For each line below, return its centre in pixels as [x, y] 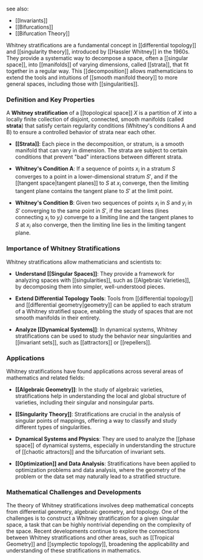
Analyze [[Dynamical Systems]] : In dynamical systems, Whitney [96, 329]
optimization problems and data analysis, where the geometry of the [100, 470]
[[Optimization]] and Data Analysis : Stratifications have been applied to [105, 463]
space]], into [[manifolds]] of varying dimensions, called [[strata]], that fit [98, 64]
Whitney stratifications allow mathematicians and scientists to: [84, 262]
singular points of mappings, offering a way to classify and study [96, 420]
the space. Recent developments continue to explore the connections [93, 531]
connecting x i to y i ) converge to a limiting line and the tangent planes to [104, 218]
